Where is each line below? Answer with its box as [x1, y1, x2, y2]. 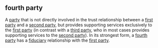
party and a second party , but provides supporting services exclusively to [5, 22, 153, 28]
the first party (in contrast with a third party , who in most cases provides [5, 27, 150, 33]
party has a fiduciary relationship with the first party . [5, 37, 110, 43]
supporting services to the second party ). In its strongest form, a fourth [5, 32, 148, 38]
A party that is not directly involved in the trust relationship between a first [5, 16, 153, 22]
